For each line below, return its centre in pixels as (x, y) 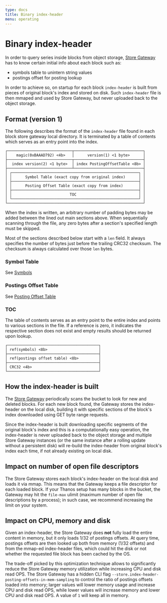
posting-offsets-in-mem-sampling (40, 580)
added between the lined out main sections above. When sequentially (77, 218)
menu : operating (22, 19)
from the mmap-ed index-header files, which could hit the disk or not (76, 549)
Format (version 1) (34, 119)
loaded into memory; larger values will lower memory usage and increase (80, 585)
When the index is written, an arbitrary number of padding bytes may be (79, 213)
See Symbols (19, 273)
